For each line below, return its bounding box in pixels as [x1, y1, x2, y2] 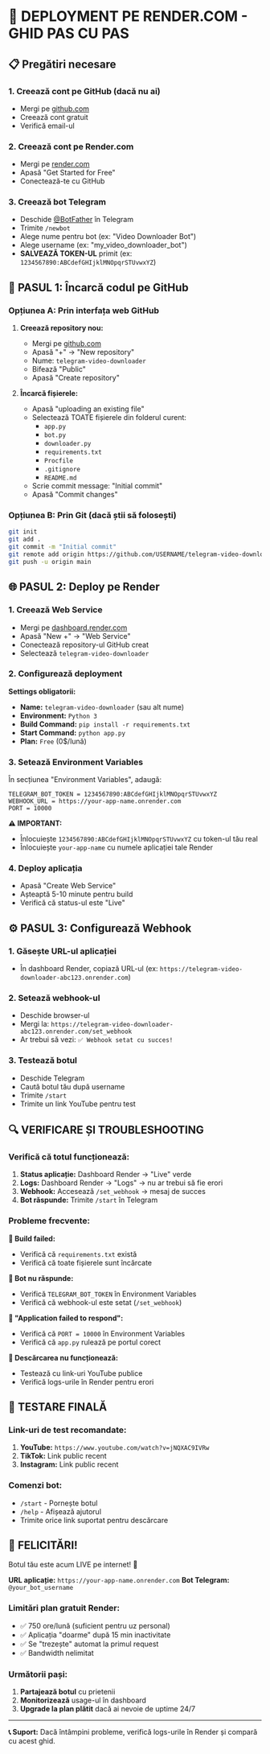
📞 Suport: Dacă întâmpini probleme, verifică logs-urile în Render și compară [8, 1727, 258, 1737]
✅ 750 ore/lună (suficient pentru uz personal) [19, 1620, 170, 1630]
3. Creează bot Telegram [8, 196, 107, 208]
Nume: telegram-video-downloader [31, 356, 146, 365]
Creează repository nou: [19, 323, 104, 333]
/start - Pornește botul [19, 1498, 98, 1508]
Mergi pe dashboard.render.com [19, 623, 128, 632]
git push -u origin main [8, 558, 92, 566]
